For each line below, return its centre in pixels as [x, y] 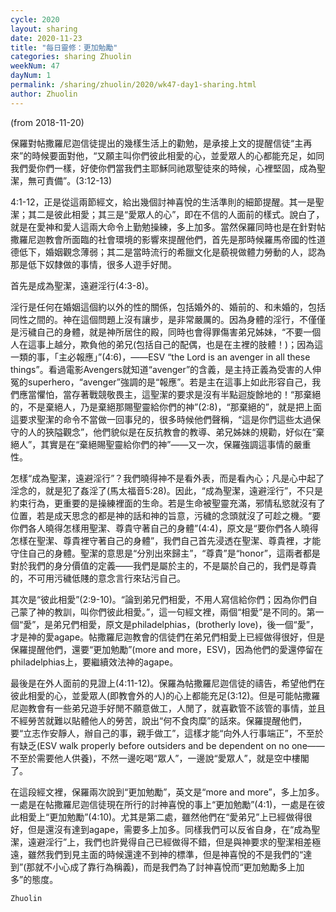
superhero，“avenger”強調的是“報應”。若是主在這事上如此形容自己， [170, 382]
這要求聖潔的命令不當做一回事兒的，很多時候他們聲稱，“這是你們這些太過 [161, 419]
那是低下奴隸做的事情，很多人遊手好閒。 [93, 264]
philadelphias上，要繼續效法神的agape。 [94, 662]
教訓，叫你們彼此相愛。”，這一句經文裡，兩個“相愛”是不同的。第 [184, 612]
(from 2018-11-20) [47, 122]
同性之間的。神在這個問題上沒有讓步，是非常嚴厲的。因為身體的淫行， [155, 319]
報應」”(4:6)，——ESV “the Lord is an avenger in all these [193, 357]
